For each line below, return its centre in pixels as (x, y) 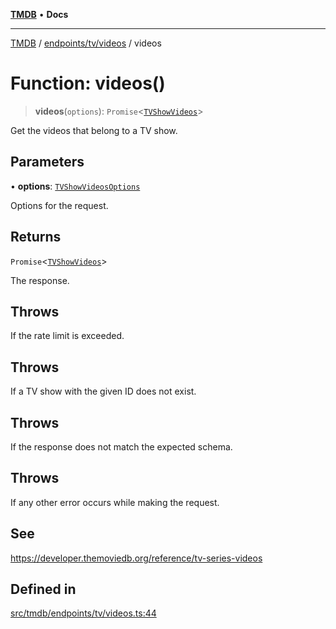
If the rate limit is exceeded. (67, 336)
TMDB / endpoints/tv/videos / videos (86, 43)
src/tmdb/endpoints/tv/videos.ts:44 (83, 613)
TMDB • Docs (39, 14)
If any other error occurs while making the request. (115, 502)
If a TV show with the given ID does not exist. (103, 391)
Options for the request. (59, 205)
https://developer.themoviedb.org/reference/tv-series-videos (136, 558)
